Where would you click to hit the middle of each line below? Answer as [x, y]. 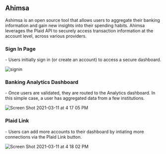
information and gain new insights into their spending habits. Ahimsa [75, 25]
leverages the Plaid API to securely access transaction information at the [79, 31]
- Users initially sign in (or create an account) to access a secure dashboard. [83, 60]
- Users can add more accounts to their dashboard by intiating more [75, 132]
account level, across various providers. [46, 36]
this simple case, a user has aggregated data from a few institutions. [75, 98]
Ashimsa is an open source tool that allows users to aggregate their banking [83, 20]
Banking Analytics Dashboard [42, 82]
